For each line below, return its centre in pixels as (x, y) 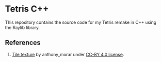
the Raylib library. (23, 27)
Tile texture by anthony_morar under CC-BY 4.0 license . (68, 54)
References (23, 43)
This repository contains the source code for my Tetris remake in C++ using (81, 22)
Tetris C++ (27, 9)
